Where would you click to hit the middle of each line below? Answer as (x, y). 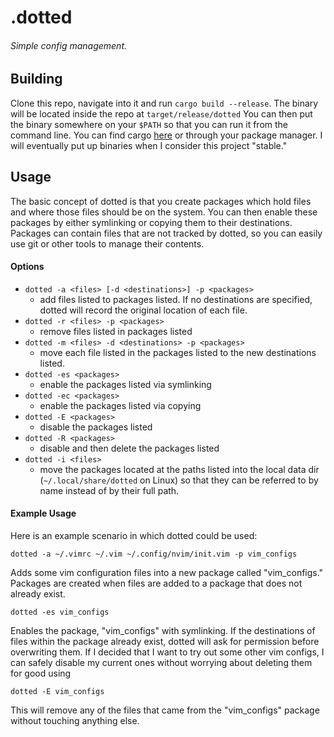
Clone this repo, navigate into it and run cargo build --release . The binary (164, 103)
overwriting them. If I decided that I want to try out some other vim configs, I (167, 652)
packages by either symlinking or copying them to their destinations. (151, 222)
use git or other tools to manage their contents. (107, 243)
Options (27, 267)
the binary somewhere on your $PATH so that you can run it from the (149, 124)
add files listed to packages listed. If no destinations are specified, (176, 299)
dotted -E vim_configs (57, 692)
